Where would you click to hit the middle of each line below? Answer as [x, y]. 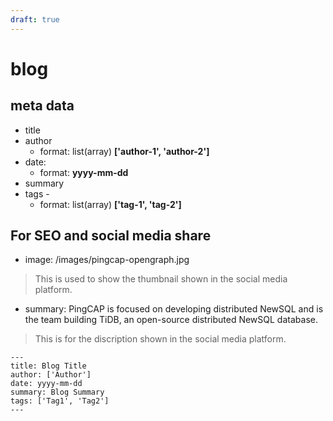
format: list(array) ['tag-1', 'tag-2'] [110, 204]
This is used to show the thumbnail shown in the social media [161, 279]
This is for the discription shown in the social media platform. [160, 339]
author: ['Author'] [51, 375]
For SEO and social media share [111, 236]
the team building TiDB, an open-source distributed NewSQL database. [171, 320]
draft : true [35, 19]
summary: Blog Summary [57, 392]
